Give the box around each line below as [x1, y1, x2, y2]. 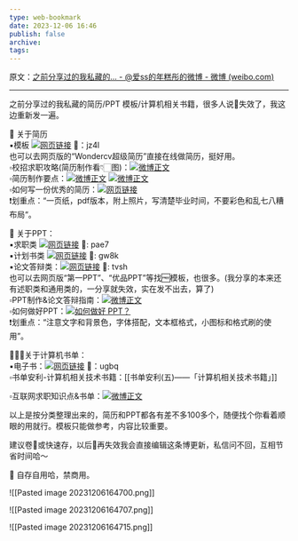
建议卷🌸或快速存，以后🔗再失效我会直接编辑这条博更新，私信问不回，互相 [9, 440, 277, 450]
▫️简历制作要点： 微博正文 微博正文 [9, 173, 149, 184]
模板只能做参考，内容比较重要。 [55, 421, 173, 432]
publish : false [9, 29, 66, 38]
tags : [9, 46, 29, 55]
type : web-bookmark [9, 12, 82, 22]
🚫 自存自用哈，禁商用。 [9, 470, 95, 481]
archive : [9, 37, 42, 47]
